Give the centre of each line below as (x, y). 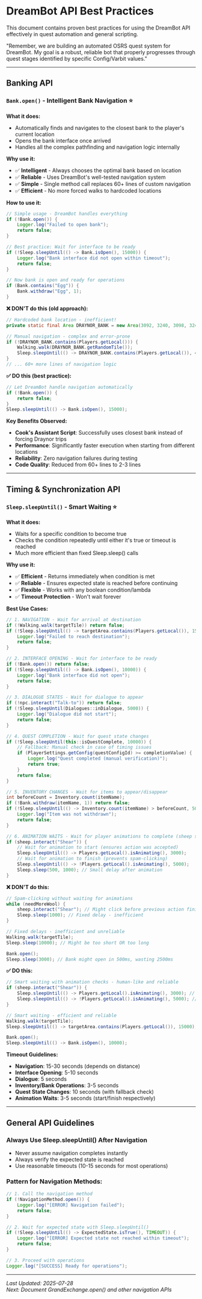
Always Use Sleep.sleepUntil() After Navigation (77, 1140)
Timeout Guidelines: (32, 1055)
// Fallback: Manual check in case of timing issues (84, 748)
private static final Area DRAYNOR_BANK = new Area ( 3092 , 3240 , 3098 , (96, 325)
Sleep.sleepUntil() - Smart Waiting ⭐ (62, 507)
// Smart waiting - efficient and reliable (62, 1015)
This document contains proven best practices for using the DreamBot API (98, 28)
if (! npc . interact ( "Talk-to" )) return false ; (64, 703)
